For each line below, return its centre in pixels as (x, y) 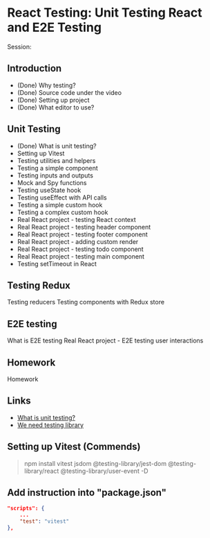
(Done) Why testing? (46, 85)
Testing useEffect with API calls (62, 197)
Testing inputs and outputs (55, 175)
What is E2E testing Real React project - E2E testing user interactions (105, 340)
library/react (41, 471)
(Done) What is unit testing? (57, 146)
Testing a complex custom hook (63, 212)
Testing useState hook (49, 190)
